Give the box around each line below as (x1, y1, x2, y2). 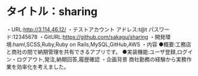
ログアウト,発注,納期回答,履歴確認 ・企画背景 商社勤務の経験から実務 (16, 56, 187, 63)
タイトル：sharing (6, 5, 98, 19)
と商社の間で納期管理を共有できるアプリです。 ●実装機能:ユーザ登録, (6, 48, 178, 55)
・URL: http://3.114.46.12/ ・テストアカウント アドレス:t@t (6, 26, 148, 33)
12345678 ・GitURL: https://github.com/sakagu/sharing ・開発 (13, 33, 166, 40)
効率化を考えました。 (16, 63, 69, 70)
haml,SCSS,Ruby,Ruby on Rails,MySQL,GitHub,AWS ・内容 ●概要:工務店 (13, 41, 191, 48)
